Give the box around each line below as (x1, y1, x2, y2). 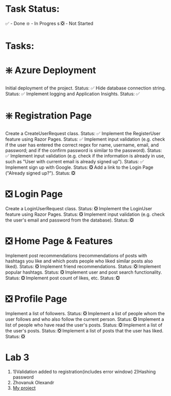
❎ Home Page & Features (5, 235, 113, 247)
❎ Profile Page (5, 293, 68, 305)
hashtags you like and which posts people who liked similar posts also (5, 258, 153, 264)
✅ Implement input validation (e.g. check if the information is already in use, (5, 153, 165, 159)
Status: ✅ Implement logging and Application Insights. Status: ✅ (5, 91, 140, 97)
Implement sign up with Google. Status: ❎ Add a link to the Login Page (5, 164, 154, 170)
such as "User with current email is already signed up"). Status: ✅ (5, 159, 144, 164)
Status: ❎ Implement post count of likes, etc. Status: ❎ (5, 275, 120, 281)
